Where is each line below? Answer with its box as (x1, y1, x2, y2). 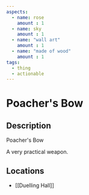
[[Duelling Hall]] (14, 182, 54, 189)
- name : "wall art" (11, 37, 61, 43)
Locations (6, 165, 44, 176)
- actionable (11, 71, 44, 77)
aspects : (6, 8, 28, 15)
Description (6, 120, 51, 130)
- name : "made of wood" (11, 48, 71, 54)
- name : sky (11, 25, 42, 32)
